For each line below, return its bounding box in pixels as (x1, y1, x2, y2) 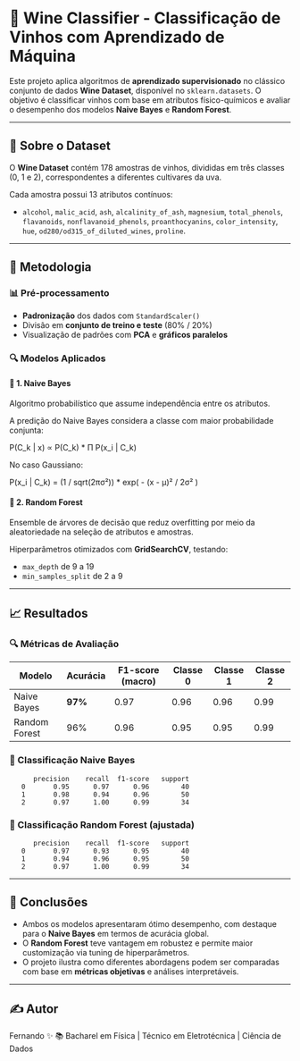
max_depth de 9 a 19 (21, 560, 95, 571)
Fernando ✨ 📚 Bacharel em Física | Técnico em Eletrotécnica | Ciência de (9, 1030, 281, 1040)
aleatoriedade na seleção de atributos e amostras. (9, 526, 194, 537)
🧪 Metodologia (9, 259, 92, 275)
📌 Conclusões (9, 895, 88, 910)
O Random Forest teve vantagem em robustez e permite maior (21, 938, 254, 948)
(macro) (121, 675, 156, 687)
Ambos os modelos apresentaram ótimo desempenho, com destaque (21, 918, 277, 929)
